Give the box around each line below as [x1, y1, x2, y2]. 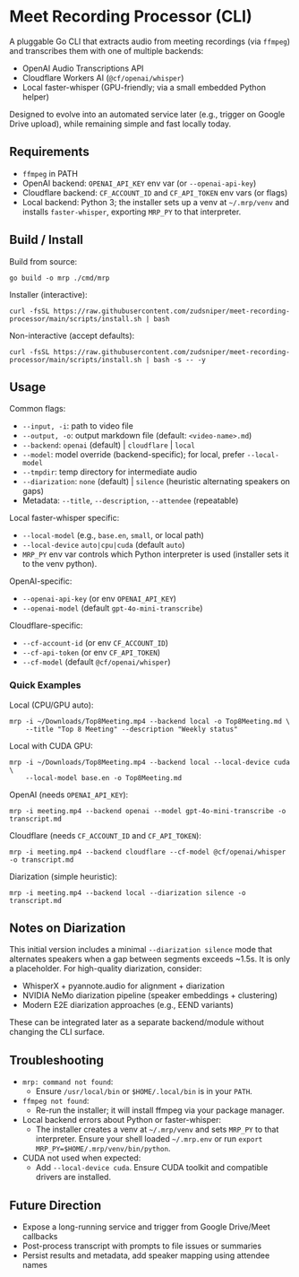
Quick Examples [9, 679, 81, 691]
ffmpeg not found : [21, 1096, 90, 1107]
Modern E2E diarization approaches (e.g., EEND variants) [21, 1000, 235, 1011]
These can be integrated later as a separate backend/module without [9, 1017, 264, 1028]
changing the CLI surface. [9, 1027, 106, 1038]
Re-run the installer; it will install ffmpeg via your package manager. [35, 1105, 285, 1116]
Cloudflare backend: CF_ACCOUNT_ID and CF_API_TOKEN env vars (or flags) [21, 187, 288, 198]
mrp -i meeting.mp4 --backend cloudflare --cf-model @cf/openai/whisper [9, 847, 286, 856]
